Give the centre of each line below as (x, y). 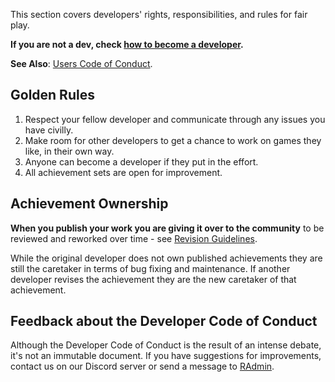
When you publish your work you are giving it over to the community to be (167, 228)
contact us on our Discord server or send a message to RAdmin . (142, 366)
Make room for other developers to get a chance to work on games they (173, 140)
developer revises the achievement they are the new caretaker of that (153, 279)
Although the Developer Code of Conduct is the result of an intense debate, (166, 345)
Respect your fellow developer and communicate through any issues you (175, 119)
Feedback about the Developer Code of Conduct (164, 321)
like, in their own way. (69, 151)
